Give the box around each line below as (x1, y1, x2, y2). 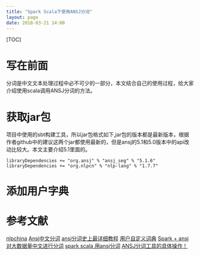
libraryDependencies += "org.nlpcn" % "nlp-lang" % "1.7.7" (6, 163, 159, 169)
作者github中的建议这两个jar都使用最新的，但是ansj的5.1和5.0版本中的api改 (6, 138, 189, 146)
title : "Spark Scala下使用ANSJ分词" (6, 8, 93, 15)
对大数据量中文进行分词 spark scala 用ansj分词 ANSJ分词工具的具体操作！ (6, 242, 188, 250)
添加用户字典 (6, 185, 70, 198)
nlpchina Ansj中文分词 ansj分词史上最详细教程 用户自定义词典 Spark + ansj (6, 235, 189, 242)
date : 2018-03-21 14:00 (6, 20, 65, 26)
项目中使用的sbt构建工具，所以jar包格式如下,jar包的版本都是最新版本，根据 (6, 131, 189, 138)
